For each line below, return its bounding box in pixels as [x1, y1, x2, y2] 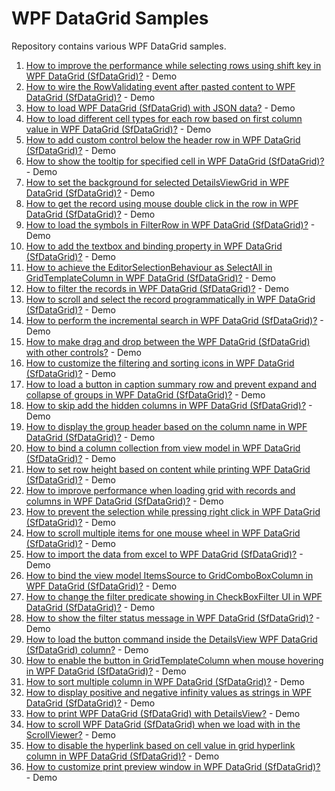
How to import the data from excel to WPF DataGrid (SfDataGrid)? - [25, 548, 304, 560]
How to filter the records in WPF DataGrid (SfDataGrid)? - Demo [25, 282, 289, 294]
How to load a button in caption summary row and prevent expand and [25, 378, 317, 390]
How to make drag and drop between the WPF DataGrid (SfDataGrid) [25, 335, 311, 347]
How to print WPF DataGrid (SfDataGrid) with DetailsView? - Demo [25, 707, 301, 719]
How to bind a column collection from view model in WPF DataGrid [25, 442, 301, 454]
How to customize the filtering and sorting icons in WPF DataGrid [25, 357, 295, 369]
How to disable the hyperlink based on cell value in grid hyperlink [25, 739, 296, 751]
